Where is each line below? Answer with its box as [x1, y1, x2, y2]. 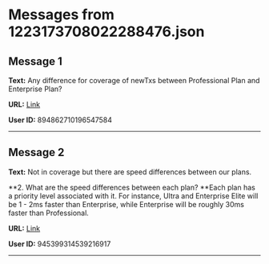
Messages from [8, 6, 114, 24]
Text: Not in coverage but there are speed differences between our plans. [8, 166, 252, 177]
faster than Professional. [8, 208, 90, 218]
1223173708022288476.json [8, 22, 205, 41]
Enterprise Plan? [8, 84, 62, 94]
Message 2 [8, 146, 65, 159]
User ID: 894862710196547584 [8, 115, 113, 125]
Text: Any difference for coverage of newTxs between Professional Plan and [8, 76, 260, 85]
